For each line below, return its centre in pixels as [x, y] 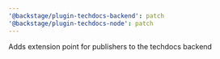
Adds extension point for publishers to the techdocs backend [110, 46]
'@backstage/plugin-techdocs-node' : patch [81, 23]
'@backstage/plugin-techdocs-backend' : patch [86, 16]
